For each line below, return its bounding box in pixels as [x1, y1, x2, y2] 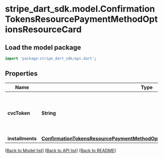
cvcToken [7, 110, 31, 116]
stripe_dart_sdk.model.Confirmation [5, 3, 155, 15]
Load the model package [5, 43, 81, 51]
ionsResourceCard [5, 24, 82, 35]
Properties [5, 69, 38, 78]
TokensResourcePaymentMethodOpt [5, 14, 158, 25]
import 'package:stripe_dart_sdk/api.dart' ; [5, 56, 97, 61]
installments [7, 135, 37, 142]
